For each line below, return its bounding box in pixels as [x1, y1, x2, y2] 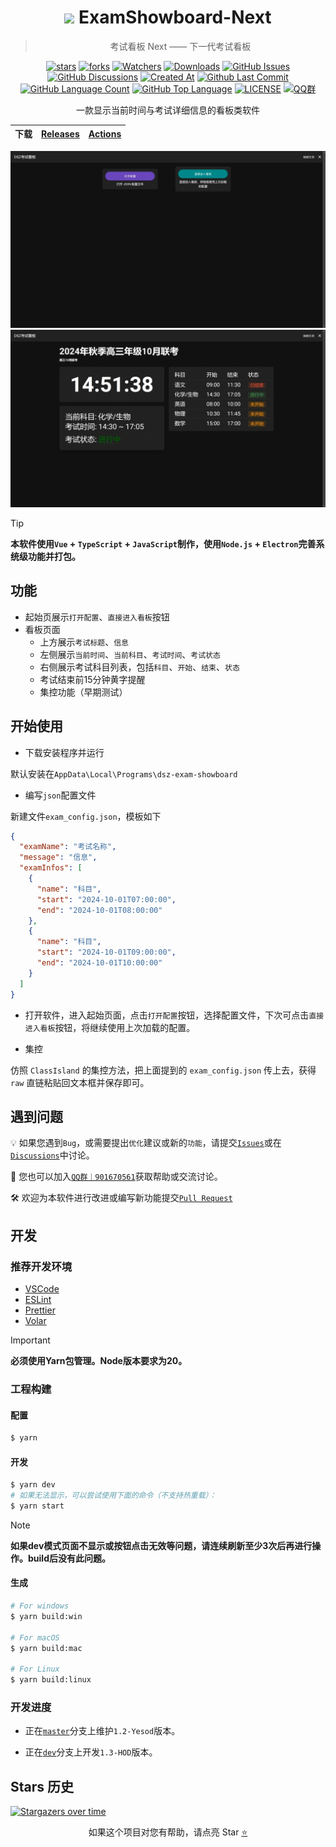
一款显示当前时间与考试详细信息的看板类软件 [76, 104, 260, 116]
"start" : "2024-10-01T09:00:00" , [36, 947, 177, 958]
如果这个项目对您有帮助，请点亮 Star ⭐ [88, 1826, 248, 1838]
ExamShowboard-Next [78, 6, 272, 29]
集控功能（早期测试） [39, 686, 128, 698]
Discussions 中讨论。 [10, 1149, 95, 1161]
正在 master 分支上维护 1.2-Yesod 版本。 [24, 1725, 181, 1737]
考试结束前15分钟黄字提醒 [39, 673, 146, 685]
